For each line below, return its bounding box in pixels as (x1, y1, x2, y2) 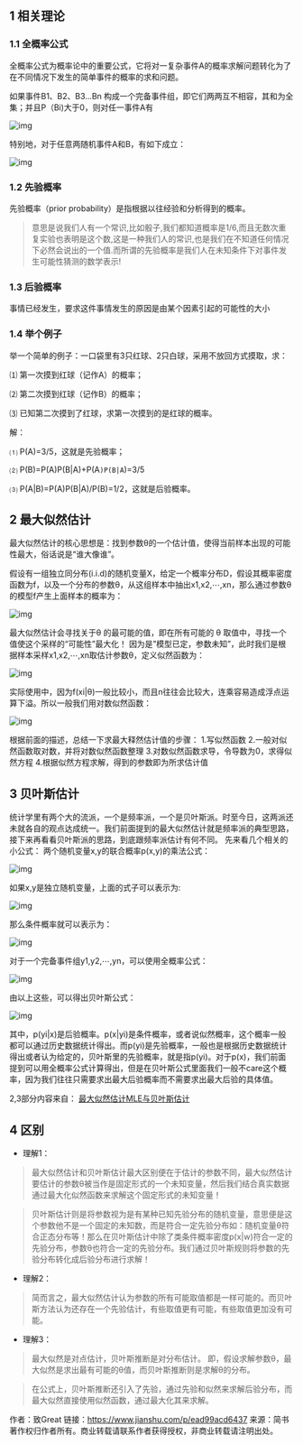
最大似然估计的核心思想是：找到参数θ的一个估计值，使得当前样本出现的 (9, 538, 275, 549)
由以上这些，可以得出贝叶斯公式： (9, 992, 136, 1004)
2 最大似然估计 (9, 512, 92, 527)
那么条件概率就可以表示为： (9, 919, 113, 930)
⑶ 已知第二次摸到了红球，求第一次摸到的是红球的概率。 (9, 407, 217, 418)
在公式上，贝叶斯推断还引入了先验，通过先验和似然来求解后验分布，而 (31, 1384, 293, 1394)
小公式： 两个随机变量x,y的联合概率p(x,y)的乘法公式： (9, 846, 210, 856)
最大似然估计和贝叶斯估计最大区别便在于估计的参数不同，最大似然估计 (31, 1167, 293, 1178)
